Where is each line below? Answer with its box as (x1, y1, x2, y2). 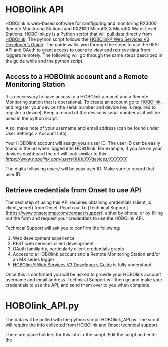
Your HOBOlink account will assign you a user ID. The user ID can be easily (5, 140, 161, 146)
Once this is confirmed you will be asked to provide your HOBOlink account (5, 271, 161, 277)
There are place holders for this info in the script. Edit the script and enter (5, 331, 157, 337)
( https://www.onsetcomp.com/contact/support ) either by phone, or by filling (5, 210, 163, 216)
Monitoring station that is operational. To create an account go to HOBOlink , (5, 99, 162, 105)
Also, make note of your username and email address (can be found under (5, 125, 159, 131)
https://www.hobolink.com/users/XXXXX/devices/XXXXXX (5, 156, 127, 162)
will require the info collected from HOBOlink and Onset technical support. (5, 322, 159, 328)
